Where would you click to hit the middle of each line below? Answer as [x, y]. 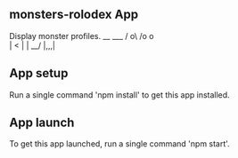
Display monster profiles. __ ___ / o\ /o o [82, 36]
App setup [39, 73]
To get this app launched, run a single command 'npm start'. [119, 144]
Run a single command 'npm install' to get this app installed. [119, 95]
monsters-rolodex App [74, 15]
